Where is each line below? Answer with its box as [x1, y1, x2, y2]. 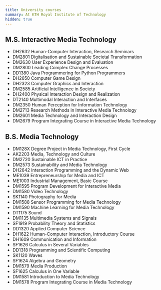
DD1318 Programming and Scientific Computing [12, 247, 110, 253]
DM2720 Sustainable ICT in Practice [12, 157, 87, 162]
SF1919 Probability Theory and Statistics [12, 220, 96, 226]
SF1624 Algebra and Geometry [12, 258, 76, 263]
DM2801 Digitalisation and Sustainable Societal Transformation [12, 54, 142, 60]
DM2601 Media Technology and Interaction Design [12, 112, 117, 118]
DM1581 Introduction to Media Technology [12, 274, 99, 279]
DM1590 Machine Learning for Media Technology [12, 204, 114, 210]
